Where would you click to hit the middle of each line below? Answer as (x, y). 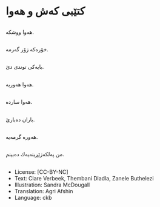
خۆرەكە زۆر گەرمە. (27, 49)
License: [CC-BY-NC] (41, 172)
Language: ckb (33, 197)
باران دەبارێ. (20, 119)
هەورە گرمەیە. (22, 136)
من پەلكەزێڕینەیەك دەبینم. (35, 154)
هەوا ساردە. (19, 102)
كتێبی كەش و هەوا (45, 11)
